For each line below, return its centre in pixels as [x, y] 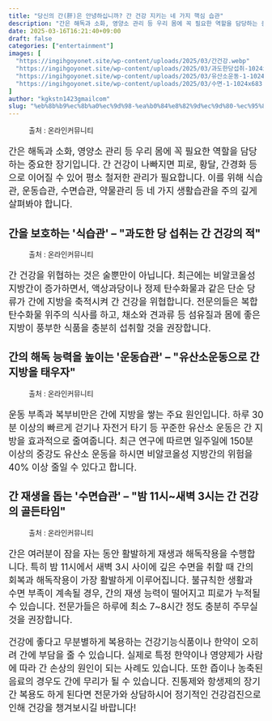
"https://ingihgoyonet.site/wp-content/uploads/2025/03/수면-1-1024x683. [141, 83]
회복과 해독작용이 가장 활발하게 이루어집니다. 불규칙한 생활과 [131, 580]
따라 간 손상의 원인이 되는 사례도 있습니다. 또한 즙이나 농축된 [141, 668]
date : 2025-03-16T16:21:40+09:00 [65, 31]
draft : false [30, 38]
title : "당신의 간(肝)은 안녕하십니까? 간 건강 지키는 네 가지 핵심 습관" [116, 16]
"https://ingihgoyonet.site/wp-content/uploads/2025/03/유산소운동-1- [133, 76]
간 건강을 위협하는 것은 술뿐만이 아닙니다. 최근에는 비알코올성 [132, 275]
